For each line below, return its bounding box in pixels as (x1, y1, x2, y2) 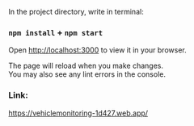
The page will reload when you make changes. (8, 61, 164, 71)
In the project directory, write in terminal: (8, 7, 144, 16)
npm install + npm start (8, 27, 103, 38)
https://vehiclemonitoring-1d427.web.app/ (8, 108, 148, 118)
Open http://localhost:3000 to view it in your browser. (8, 45, 188, 55)
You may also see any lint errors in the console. (8, 69, 166, 79)
